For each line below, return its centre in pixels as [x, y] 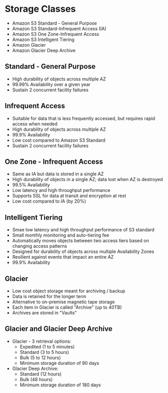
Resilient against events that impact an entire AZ [63, 257]
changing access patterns [40, 246]
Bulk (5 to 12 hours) [40, 358]
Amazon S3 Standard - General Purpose [55, 23]
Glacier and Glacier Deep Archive [59, 329]
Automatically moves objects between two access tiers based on [80, 241]
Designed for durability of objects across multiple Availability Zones [83, 251]
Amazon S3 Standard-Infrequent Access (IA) [59, 28]
